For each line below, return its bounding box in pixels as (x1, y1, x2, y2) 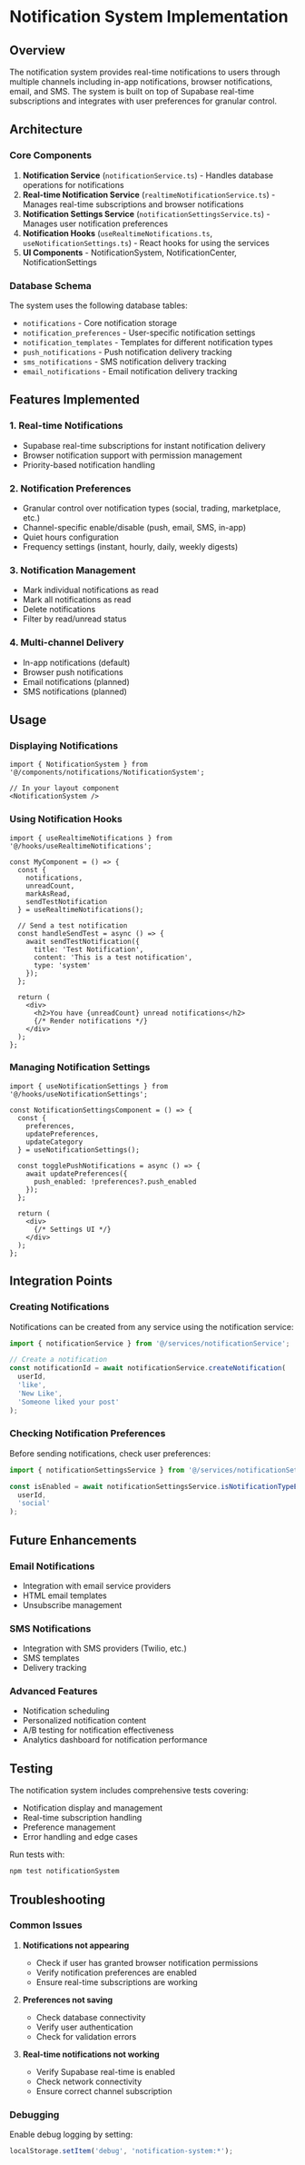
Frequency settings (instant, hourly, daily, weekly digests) (22, 541, 239, 551)
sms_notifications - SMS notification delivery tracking (22, 356, 227, 367)
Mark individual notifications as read (22, 584, 159, 596)
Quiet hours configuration (22, 531, 120, 542)
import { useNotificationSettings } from (9, 1081, 169, 1091)
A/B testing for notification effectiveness (22, 1724, 174, 1736)
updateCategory (25, 1137, 84, 1147)
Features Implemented (9, 392, 141, 408)
